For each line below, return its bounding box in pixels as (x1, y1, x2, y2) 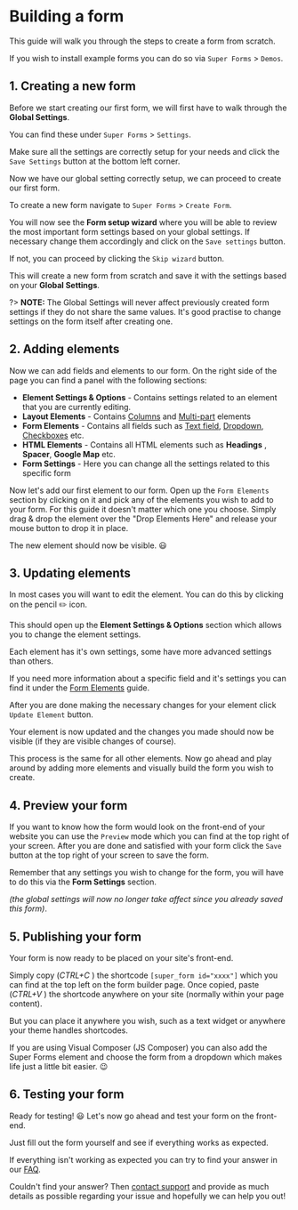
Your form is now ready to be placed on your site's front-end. (9, 953, 234, 963)
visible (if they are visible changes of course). (9, 736, 176, 746)
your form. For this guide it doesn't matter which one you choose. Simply (9, 504, 277, 514)
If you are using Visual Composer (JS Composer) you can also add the (9, 1043, 268, 1053)
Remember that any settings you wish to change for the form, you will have (9, 867, 285, 878)
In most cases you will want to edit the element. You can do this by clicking (9, 589, 285, 600)
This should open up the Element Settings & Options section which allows (9, 620, 282, 631)
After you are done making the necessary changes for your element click (9, 700, 277, 711)
